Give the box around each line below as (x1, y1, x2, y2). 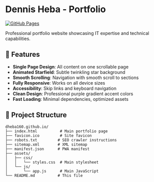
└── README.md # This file (5, 173, 83, 178)
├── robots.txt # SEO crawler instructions (5, 137, 117, 142)
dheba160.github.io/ (5, 124, 49, 129)
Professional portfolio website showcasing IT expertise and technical (5, 30, 149, 36)
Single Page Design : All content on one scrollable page (12, 63, 129, 69)
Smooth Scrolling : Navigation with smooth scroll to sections (12, 75, 139, 81)
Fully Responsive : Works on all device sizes (12, 80, 105, 86)
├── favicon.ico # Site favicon (5, 133, 93, 138)
